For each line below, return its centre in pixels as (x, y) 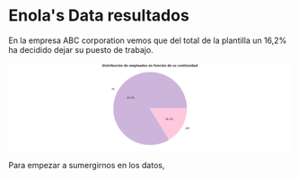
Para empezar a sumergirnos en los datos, (87, 166)
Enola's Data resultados (99, 16)
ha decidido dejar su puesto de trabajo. (81, 49)
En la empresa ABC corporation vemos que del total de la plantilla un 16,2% (148, 40)
